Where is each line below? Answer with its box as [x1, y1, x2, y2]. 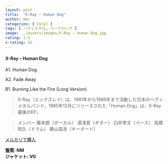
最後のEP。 [17, 109, 41, 115]
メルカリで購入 [5, 136, 36, 142]
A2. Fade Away [5, 76, 37, 82]
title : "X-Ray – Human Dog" [5, 12, 66, 17]
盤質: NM [5, 147, 24, 153]
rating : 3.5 [5, 36, 30, 41]
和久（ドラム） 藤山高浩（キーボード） [17, 126, 98, 132]
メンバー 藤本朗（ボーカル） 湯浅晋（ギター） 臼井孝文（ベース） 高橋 [17, 119, 163, 125]
